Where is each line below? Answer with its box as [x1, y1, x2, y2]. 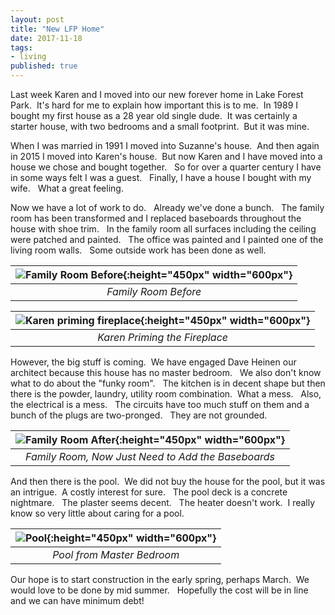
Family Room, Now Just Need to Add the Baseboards [25, 450, 275, 463]
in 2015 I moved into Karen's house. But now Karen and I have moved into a [10, 151, 323, 162]
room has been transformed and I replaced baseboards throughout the [10, 212, 302, 224]
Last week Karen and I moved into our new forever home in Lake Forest [10, 89, 304, 100]
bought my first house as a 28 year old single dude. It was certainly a [10, 110, 298, 121]
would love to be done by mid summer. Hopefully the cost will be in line [10, 584, 309, 596]
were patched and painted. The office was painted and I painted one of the [10, 234, 324, 245]
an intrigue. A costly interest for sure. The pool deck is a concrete [10, 486, 288, 498]
